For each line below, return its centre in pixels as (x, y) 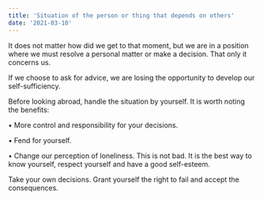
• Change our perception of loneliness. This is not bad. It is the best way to (130, 156)
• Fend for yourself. (40, 140)
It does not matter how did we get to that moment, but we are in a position (128, 45)
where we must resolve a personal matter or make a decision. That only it (128, 54)
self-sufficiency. (34, 86)
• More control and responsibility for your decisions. (93, 125)
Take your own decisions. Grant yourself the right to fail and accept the (124, 179)
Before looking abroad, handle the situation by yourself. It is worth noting (127, 101)
